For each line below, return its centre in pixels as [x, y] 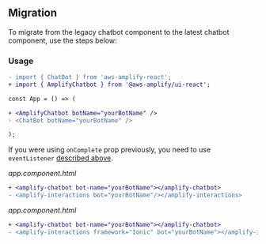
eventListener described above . [61, 158]
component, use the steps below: [63, 40]
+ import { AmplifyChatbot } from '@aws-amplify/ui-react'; [110, 84]
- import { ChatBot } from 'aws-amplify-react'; [90, 77]
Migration [33, 13]
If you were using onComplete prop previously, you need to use [110, 150]
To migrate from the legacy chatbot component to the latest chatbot [119, 32]
